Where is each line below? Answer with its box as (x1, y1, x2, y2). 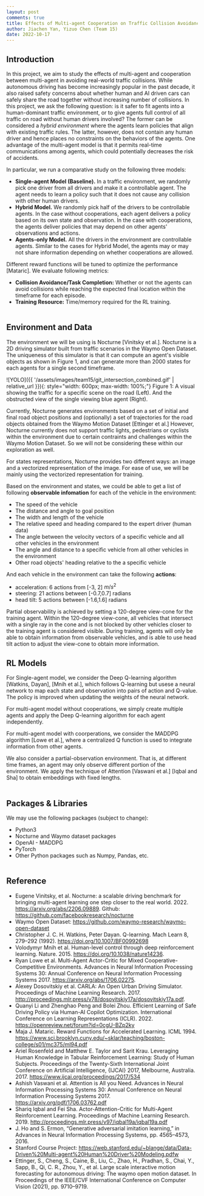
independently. (6, 718, 44, 725)
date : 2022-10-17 (6, 32, 50, 38)
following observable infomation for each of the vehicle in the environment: (6, 489, 197, 496)
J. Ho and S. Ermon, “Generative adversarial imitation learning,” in (15, 1124, 180, 1132)
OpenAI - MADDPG (15, 839, 64, 846)
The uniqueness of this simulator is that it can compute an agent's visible (6, 351, 189, 359)
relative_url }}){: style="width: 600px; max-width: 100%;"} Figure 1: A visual (6, 382, 195, 390)
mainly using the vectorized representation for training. (6, 471, 144, 478)
